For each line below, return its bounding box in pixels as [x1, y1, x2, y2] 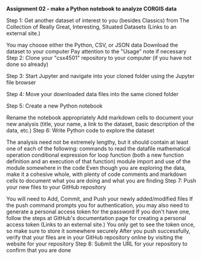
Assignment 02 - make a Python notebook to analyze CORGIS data [6, 5, 177, 12]
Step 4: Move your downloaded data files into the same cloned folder [6, 91, 179, 97]
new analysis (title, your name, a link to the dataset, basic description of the [6, 120, 195, 128]
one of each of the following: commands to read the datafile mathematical [6, 145, 191, 152]
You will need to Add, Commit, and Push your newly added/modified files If [6, 195, 194, 202]
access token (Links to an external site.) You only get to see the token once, [6, 221, 195, 228]
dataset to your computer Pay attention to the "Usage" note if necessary [6, 48, 187, 55]
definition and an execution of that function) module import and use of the [6, 158, 191, 165]
